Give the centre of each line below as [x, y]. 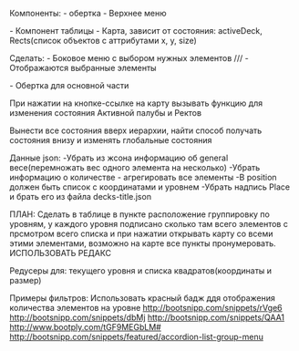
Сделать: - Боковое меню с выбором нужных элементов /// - [129, 58]
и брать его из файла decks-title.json [81, 196]
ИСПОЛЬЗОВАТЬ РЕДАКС [61, 253]
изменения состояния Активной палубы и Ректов [106, 113]
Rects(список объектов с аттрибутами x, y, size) [103, 41]
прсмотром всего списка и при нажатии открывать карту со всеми [141, 233]
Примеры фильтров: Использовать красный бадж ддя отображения [142, 298]
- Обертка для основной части [69, 85]
